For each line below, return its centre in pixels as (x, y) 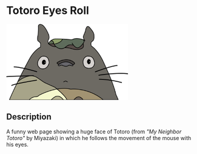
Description (29, 117)
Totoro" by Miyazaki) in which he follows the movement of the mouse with (99, 138)
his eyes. (18, 144)
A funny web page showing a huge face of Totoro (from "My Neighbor (94, 132)
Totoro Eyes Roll (48, 11)
